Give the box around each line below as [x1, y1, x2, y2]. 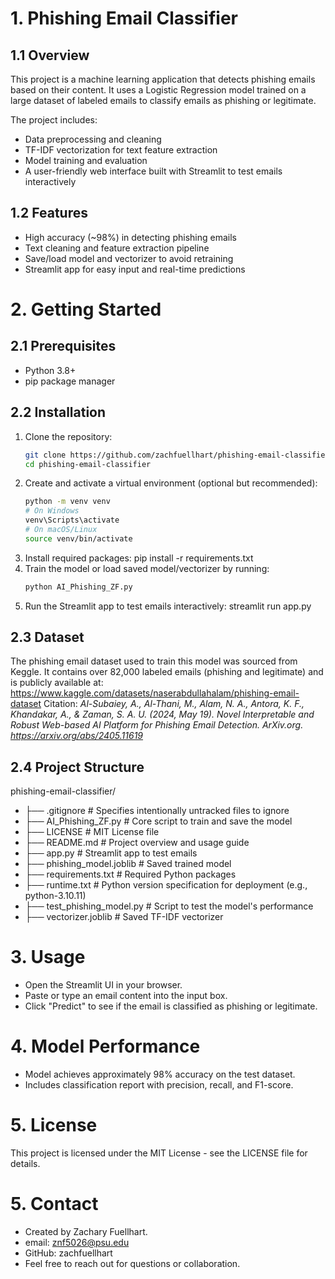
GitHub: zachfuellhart [24, 1247, 113, 1259]
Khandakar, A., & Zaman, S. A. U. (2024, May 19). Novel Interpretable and [10, 708, 315, 721]
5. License [10, 1114, 98, 1137]
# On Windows [24, 506, 80, 516]
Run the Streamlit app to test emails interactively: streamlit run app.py [24, 600, 312, 612]
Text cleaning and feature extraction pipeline [24, 242, 210, 254]
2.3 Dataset [10, 629, 85, 646]
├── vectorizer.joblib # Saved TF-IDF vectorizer [24, 911, 224, 923]
